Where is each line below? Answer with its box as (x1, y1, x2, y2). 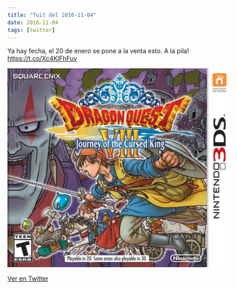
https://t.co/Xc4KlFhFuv (7, 54, 78, 63)
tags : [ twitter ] (7, 26, 55, 33)
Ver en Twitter (7, 274, 49, 283)
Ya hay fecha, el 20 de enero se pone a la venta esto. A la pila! (7, 47, 189, 55)
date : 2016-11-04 (7, 18, 59, 26)
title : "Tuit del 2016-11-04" (7, 11, 97, 18)
